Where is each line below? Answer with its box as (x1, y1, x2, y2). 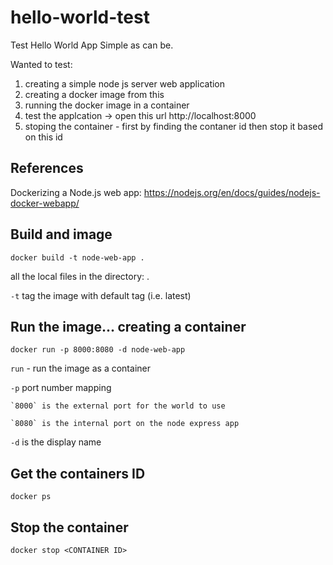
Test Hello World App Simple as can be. (10, 39, 174, 51)
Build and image (10, 226, 113, 243)
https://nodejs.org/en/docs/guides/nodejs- (143, 186, 321, 198)
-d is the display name (10, 436, 102, 448)
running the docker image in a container (24, 99, 190, 111)
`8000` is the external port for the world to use (10, 401, 226, 411)
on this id (24, 131, 63, 143)
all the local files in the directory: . (10, 270, 150, 282)
